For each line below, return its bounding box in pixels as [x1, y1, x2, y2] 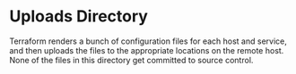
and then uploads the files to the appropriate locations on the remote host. [9, 45, 284, 55]
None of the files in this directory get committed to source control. [9, 54, 254, 65]
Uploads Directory [9, 6, 148, 27]
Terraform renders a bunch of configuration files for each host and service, [9, 36, 287, 46]
